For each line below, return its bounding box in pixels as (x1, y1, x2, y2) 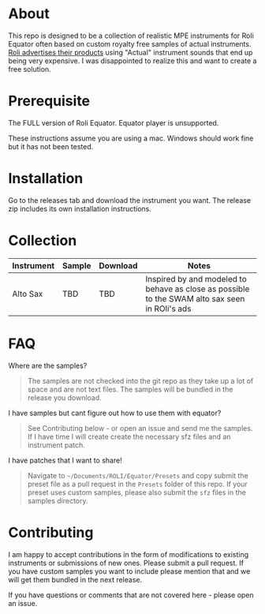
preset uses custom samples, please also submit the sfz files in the (27, 487, 246, 497)
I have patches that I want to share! (8, 455, 122, 465)
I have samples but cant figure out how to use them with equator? (8, 408, 222, 417)
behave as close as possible (145, 283, 250, 294)
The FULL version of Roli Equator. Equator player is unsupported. (8, 118, 219, 127)
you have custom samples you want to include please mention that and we (8, 566, 251, 576)
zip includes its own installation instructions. (8, 204, 152, 213)
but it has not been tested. (8, 141, 94, 151)
